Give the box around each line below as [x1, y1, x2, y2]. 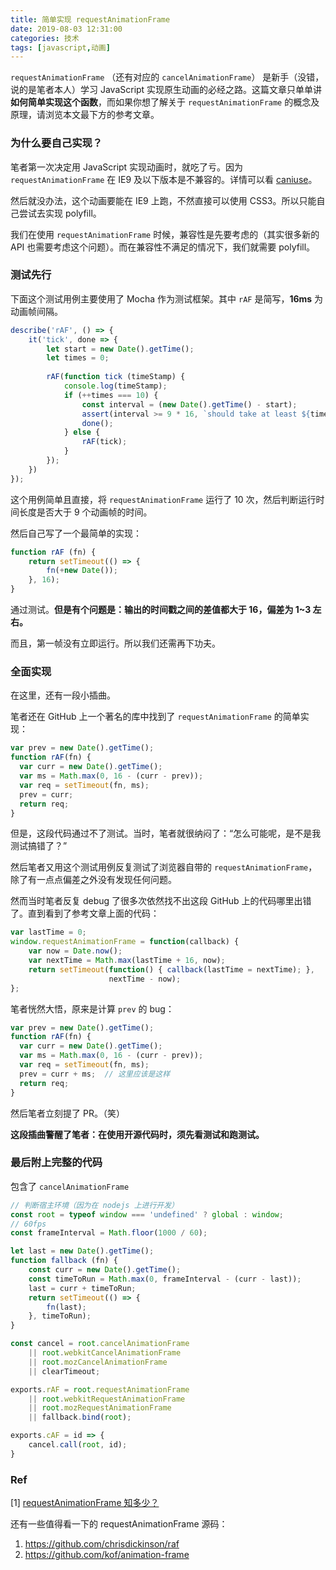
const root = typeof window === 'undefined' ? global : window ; [10, 1209, 284, 1220]
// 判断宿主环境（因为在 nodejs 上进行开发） [10, 1200, 179, 1210]
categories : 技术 [10, 33, 80, 43]
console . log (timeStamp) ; [63, 381, 168, 391]
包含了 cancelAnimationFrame [10, 1180, 130, 1192]
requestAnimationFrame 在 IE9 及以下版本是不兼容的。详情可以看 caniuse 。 [10, 173, 318, 185]
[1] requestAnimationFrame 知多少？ [10, 1497, 160, 1509]
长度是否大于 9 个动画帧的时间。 [18, 506, 153, 518]
